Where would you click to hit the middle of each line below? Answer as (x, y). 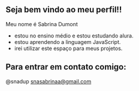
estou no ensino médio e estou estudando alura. (74, 36)
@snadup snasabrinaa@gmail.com (49, 81)
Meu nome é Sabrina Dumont (42, 24)
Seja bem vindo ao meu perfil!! (64, 10)
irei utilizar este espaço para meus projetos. (68, 48)
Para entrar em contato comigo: (66, 67)
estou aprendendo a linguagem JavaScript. (67, 42)
